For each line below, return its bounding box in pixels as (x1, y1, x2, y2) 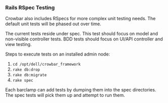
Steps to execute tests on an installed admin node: (5, 51, 110, 57)
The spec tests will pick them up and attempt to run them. (5, 92, 125, 98)
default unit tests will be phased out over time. (5, 21, 101, 27)
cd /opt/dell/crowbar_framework (12, 62, 81, 67)
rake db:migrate (12, 73, 47, 78)
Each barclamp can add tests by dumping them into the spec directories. (5, 87, 156, 93)
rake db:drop (12, 67, 40, 72)
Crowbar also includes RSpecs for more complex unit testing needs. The (5, 16, 156, 22)
